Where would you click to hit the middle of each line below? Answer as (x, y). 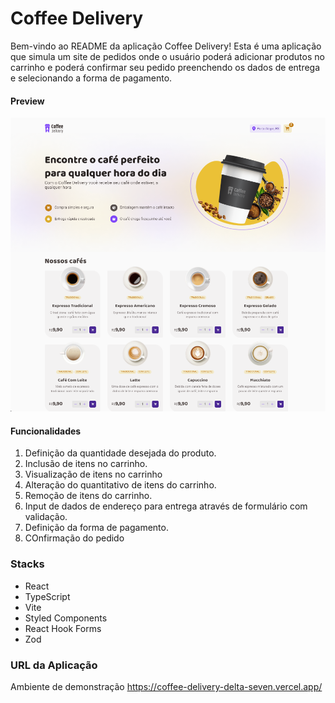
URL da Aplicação (54, 665)
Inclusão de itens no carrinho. (86, 464)
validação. (46, 517)
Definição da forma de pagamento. (96, 528)
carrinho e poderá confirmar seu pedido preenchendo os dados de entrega (165, 67)
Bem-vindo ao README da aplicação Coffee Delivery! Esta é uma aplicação (166, 46)
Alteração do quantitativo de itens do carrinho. (120, 485)
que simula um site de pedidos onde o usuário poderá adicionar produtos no (167, 56)
